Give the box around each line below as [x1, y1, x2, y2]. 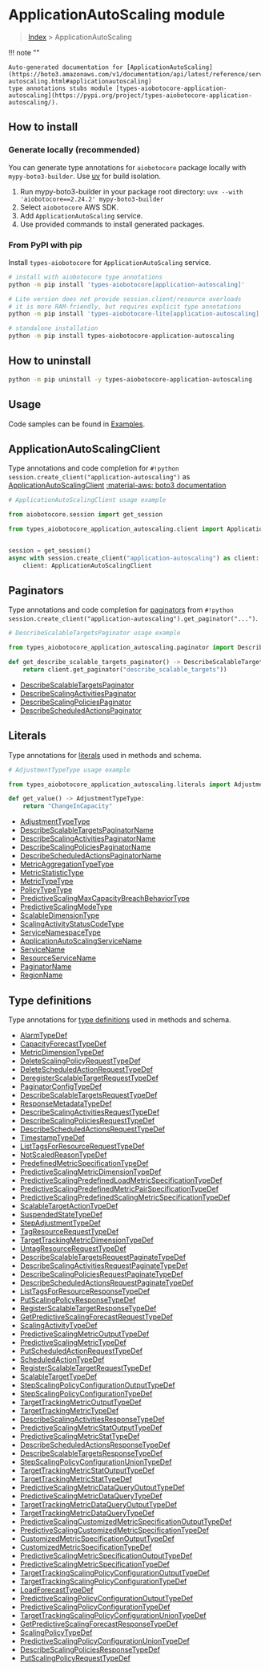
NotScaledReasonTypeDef [19, 1150, 107, 1160]
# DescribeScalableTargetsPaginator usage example [8, 629, 181, 638]
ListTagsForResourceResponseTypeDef [19, 1286, 151, 1296]
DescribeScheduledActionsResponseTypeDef [19, 1440, 171, 1450]
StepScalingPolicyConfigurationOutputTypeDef [19, 1380, 176, 1390]
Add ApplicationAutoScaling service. [19, 210, 143, 220]
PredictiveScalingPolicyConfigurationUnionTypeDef [19, 1636, 190, 1646]
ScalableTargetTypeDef [19, 1371, 98, 1382]
